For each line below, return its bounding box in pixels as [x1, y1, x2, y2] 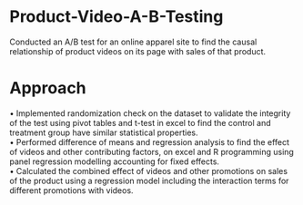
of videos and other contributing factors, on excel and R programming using [9, 146, 294, 157]
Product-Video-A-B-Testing [9, 6, 224, 27]
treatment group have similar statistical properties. [9, 127, 198, 138]
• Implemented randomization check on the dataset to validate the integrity [9, 107, 291, 119]
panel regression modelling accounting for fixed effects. [9, 156, 220, 167]
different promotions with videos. [9, 184, 134, 196]
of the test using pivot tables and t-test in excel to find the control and [9, 117, 271, 128]
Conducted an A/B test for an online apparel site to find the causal [9, 36, 258, 47]
